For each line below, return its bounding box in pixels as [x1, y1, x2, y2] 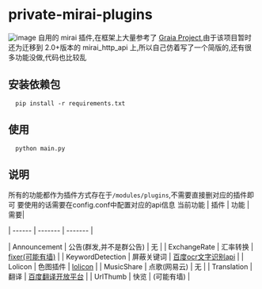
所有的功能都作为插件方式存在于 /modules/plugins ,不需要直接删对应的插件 [8, 190, 248, 200]
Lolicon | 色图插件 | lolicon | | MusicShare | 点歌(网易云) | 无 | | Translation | [8, 262, 253, 272]
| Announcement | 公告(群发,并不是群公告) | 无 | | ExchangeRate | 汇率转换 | [8, 242, 254, 252]
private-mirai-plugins [8, 6, 153, 24]
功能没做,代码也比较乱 [14, 52, 87, 62]
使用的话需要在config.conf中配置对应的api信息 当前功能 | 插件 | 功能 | [23, 200, 250, 210]
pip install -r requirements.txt [15, 99, 126, 108]
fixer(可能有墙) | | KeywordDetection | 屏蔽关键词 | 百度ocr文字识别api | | [8, 252, 244, 262]
